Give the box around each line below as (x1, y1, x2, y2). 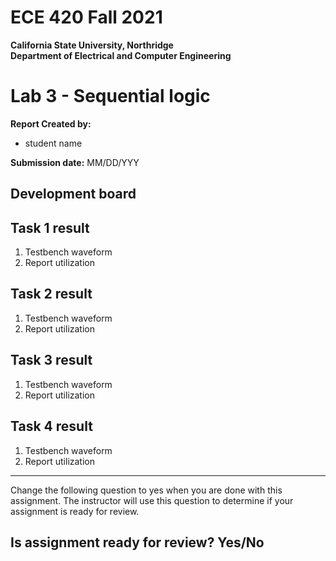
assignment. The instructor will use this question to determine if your (10, 494, 294, 506)
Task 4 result (10, 418, 93, 435)
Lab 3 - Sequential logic (10, 85, 211, 108)
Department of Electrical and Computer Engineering (10, 49, 232, 61)
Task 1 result (10, 219, 90, 236)
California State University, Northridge (10, 39, 174, 51)
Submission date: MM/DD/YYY (10, 156, 140, 168)
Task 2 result (10, 286, 93, 303)
